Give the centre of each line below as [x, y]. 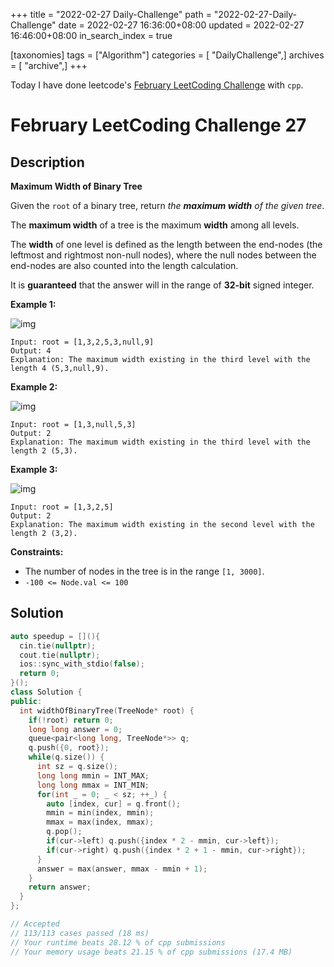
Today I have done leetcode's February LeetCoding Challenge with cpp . [157, 85]
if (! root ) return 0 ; [71, 720]
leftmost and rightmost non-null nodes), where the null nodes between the [163, 255]
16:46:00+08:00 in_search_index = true [91, 35]
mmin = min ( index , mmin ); [100, 813]
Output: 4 [31, 351]
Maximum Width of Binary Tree [76, 186]
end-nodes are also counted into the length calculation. [124, 265]
